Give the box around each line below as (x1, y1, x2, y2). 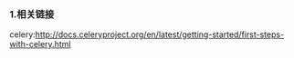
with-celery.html (9, 39, 71, 50)
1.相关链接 (9, 7, 55, 20)
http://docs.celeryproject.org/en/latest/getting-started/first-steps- (35, 29, 285, 40)
